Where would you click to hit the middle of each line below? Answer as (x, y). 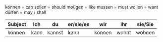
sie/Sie (145, 24)
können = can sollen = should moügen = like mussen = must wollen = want (82, 7)
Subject (17, 24)
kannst (55, 32)
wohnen (145, 32)
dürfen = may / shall (26, 12)
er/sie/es (79, 24)
